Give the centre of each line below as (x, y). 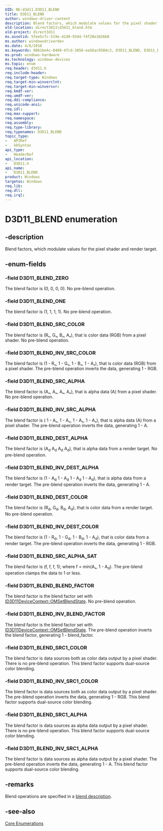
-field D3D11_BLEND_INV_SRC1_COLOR (52, 681)
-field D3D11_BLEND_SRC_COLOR (45, 324)
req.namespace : (20, 118)
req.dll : (14, 190)
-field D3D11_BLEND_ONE (35, 301)
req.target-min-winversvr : (32, 86)
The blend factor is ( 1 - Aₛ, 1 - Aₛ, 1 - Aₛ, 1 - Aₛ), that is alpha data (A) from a (81, 420)
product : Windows (23, 177)
